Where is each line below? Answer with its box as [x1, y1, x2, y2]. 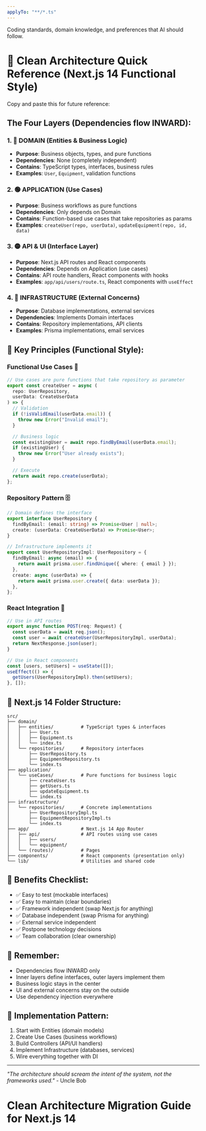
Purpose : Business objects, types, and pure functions [15, 150, 152, 158]
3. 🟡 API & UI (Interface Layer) [7, 242, 98, 251]
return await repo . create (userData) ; [12, 473, 109, 479]
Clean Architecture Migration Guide [7, 1099, 191, 1113]
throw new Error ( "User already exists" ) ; [18, 451, 125, 457]
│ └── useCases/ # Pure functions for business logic [7, 772, 177, 779]
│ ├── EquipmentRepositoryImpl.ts [7, 815, 112, 821]
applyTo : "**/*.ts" [7, 9, 57, 15]
